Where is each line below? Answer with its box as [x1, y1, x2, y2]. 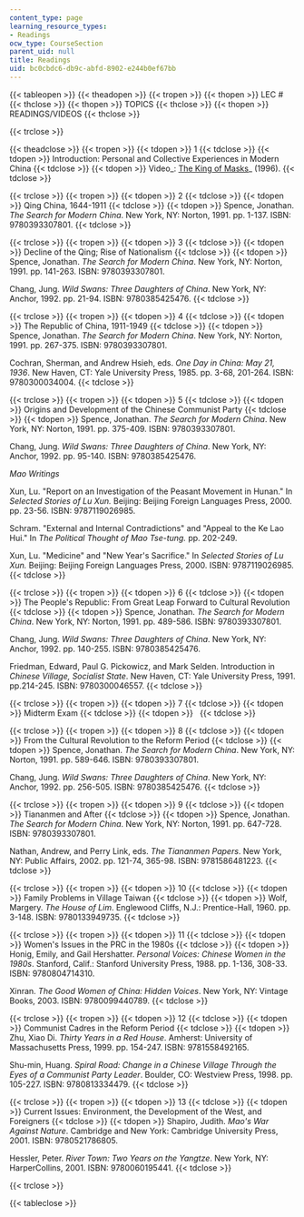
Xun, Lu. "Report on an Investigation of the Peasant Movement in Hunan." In [9, 486, 293, 497]
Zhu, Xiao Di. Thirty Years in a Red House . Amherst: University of [9, 1031, 253, 1042]
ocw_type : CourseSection [9, 38, 103, 48]
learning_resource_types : [9, 22, 107, 31]
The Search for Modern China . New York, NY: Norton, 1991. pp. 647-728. [9, 818, 282, 829]
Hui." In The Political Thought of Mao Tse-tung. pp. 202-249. [9, 532, 238, 543]
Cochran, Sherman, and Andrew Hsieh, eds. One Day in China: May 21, [9, 357, 275, 368]
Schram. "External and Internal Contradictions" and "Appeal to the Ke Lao [9, 522, 284, 533]
